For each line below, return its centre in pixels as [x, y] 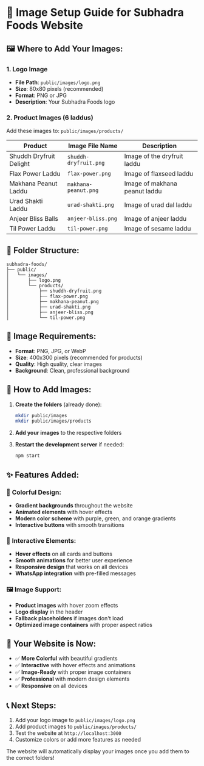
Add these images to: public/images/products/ [65, 131]
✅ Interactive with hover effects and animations [75, 665]
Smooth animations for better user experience [73, 560]
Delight [20, 164]
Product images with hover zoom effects [66, 605]
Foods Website [45, 25]
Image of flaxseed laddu [158, 174]
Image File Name [93, 146]
